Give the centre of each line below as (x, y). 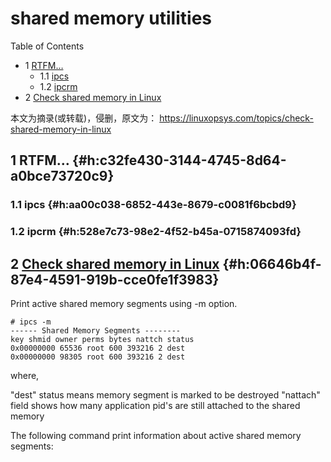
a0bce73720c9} (62, 176)
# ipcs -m (31, 322)
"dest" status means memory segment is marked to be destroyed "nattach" (165, 394)
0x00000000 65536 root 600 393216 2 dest (98, 348)
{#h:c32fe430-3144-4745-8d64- (179, 160)
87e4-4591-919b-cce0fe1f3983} (115, 279)
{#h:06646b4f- (272, 263)
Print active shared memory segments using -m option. (124, 303)
